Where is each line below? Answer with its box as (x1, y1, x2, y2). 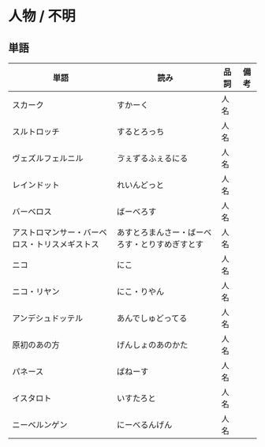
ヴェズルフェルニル (12, 153, 84, 163)
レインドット (12, 179, 61, 190)
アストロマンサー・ (12, 227, 84, 238)
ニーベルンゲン (12, 419, 68, 430)
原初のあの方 (12, 340, 61, 350)
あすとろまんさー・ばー (117, 227, 204, 238)
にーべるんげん (117, 419, 173, 430)
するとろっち (117, 126, 165, 137)
